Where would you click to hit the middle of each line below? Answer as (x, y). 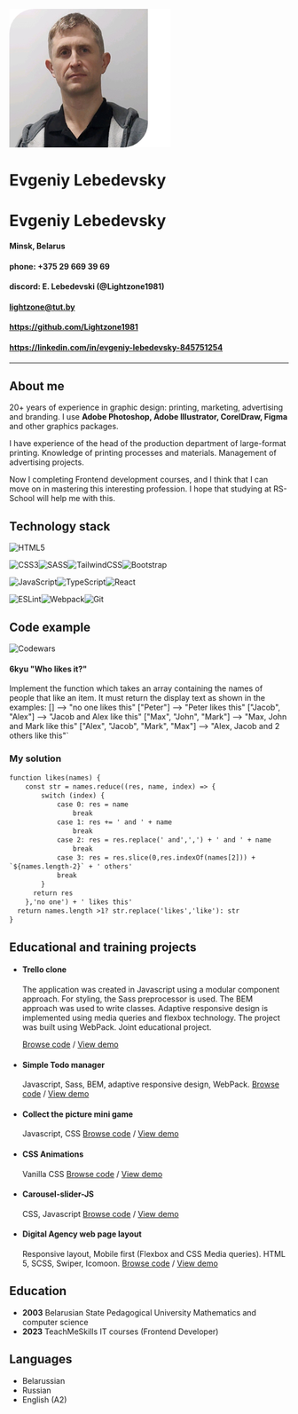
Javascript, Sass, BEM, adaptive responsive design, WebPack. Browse (151, 1084)
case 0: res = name (92, 805)
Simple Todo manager (63, 1064)
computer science (55, 1322)
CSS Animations (53, 1154)
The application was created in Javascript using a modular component (151, 990)
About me (37, 386)
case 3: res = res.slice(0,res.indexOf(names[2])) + (156, 858)
